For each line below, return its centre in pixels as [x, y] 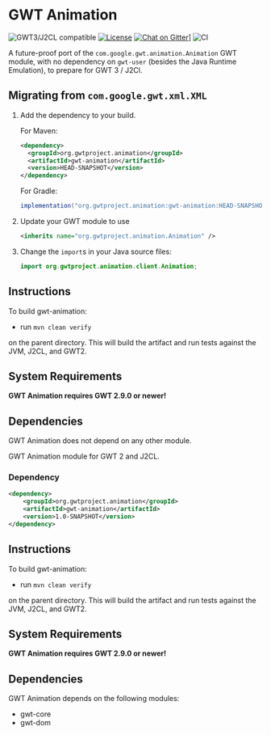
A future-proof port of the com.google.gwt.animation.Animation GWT [123, 53]
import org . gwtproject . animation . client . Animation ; [108, 266]
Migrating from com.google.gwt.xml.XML [108, 96]
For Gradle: [39, 191]
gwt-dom [35, 723]
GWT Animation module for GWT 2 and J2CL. [84, 456]
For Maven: [39, 130]
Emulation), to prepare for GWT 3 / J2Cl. [75, 70]
